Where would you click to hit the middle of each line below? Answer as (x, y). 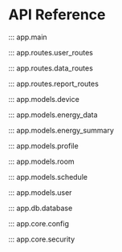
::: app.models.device (44, 99)
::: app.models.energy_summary (61, 130)
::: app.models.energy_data (53, 115)
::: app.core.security (42, 239)
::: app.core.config (39, 223)
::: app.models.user (40, 192)
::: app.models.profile (43, 145)
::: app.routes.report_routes (53, 83)
